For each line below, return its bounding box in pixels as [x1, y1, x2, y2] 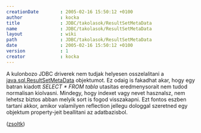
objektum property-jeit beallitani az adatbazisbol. [6, 108, 128, 116]
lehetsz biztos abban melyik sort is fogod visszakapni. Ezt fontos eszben [6, 96, 187, 103]
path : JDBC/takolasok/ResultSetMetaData [6, 37, 152, 43]
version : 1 [6, 48, 69, 54]
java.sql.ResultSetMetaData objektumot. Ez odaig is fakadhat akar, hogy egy [6, 76, 196, 84]
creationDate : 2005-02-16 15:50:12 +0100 [6, 8, 134, 15]
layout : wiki [6, 31, 77, 37]
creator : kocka [6, 54, 79, 60]
